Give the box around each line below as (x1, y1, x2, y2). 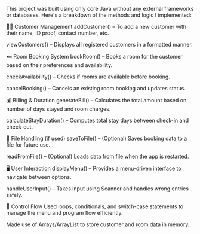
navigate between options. (6, 174, 72, 180)
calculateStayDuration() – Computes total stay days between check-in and (6, 117, 189, 124)
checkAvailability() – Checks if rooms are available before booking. (6, 73, 170, 80)
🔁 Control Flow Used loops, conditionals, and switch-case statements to (6, 203, 184, 210)
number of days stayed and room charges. (6, 105, 111, 113)
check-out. (6, 123, 33, 130)
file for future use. (6, 141, 51, 148)
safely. (6, 192, 23, 198)
